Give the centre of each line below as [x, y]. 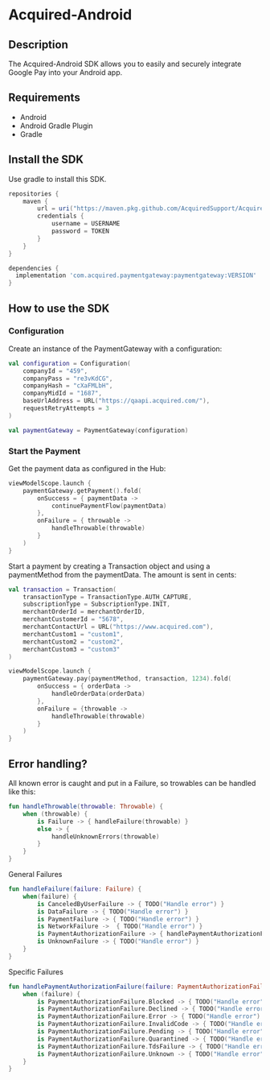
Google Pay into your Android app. [65, 72]
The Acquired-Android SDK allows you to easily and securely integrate [125, 64]
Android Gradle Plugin [57, 126]
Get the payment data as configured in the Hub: [87, 468]
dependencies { [34, 268]
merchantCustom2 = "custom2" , [74, 642]
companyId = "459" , [55, 371]
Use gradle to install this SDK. [57, 179]
